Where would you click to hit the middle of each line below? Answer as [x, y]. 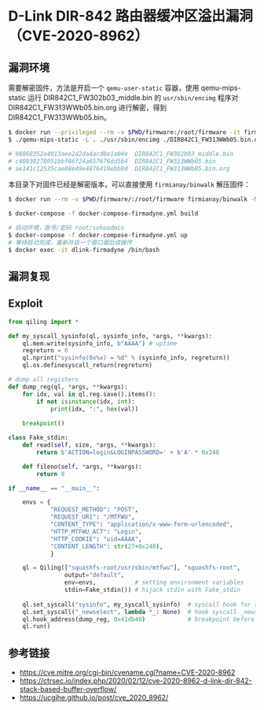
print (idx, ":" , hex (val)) [94, 409]
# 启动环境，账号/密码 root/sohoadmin [66, 228]
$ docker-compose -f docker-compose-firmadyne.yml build [103, 214]
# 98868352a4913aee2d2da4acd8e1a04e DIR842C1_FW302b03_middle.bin [121, 154]
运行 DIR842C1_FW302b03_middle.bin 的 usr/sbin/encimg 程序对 [133, 98]
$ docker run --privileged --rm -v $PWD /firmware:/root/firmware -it [125, 132]
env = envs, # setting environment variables [154, 583]
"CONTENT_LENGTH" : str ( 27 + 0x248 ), [106, 546]
